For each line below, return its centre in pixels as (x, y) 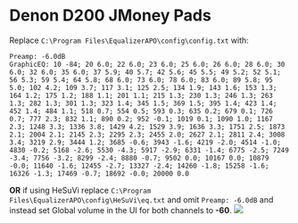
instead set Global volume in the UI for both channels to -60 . (120, 210)
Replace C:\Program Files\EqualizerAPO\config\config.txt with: (129, 40)
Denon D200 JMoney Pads (110, 16)
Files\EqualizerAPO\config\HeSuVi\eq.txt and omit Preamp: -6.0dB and (141, 199)
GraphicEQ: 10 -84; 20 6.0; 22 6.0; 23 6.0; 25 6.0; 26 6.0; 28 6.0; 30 (147, 64)
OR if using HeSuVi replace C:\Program (80, 190)
